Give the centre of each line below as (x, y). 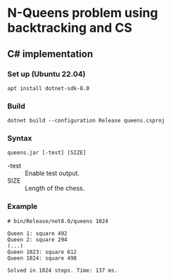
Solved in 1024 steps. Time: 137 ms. (63, 270)
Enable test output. (52, 173)
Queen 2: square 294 (38, 240)
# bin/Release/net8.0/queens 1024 (58, 221)
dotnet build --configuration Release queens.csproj (86, 121)
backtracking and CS (70, 28)
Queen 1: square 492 (38, 234)
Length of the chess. (55, 189)
